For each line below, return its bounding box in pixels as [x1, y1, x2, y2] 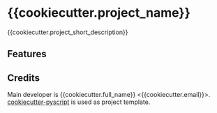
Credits [7, 72, 40, 84]
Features [7, 48, 47, 60]
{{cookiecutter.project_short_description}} [7, 28, 128, 36]
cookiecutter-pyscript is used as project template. [7, 98, 151, 106]
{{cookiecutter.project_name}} [7, 5, 190, 21]
